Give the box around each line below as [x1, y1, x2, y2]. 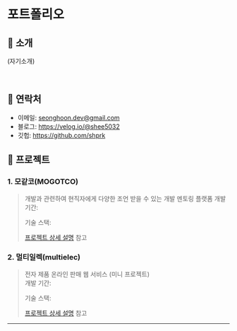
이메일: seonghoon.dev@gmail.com [17, 113, 120, 122]
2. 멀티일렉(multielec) [7, 252, 81, 262]
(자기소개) [7, 57, 35, 65]
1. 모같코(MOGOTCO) [7, 177, 79, 187]
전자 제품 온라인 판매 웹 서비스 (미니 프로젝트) [24, 269, 150, 278]
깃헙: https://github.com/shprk [17, 131, 106, 139]
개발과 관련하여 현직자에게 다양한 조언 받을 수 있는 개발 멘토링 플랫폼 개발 [24, 194, 226, 202]
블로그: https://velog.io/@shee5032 [17, 122, 120, 131]
